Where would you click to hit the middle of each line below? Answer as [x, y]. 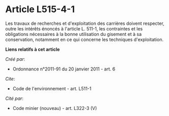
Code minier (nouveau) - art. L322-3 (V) [55, 108]
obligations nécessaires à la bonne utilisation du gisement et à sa [74, 34]
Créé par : [15, 59]
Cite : [10, 79]
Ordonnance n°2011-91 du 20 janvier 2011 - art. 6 [64, 69]
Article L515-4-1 [40, 9]
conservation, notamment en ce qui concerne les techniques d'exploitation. [84, 40]
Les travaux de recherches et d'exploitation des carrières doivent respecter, [85, 23]
